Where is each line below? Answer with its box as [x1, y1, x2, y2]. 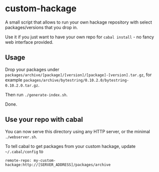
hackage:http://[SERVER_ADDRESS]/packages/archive [5, 162, 111, 167]
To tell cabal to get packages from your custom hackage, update [5, 143, 136, 149]
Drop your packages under [5, 66, 60, 72]
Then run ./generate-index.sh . [5, 91, 68, 97]
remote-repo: [5, 158, 32, 163]
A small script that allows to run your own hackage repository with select [5, 19, 152, 25]
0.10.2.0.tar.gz [5, 83, 38, 88]
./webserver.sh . [5, 134, 38, 140]
